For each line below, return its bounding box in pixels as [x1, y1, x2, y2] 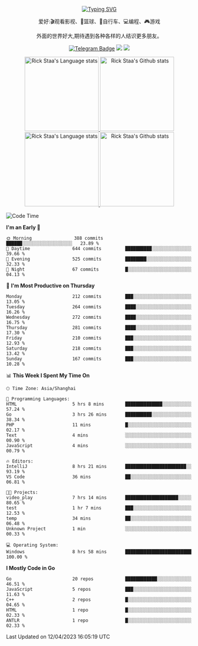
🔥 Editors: [6, 458, 34, 464]
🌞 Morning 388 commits [6, 235, 103, 241]
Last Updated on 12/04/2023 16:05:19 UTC [6, 633, 111, 640]
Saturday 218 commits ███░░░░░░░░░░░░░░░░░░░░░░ [6, 346, 192, 351]
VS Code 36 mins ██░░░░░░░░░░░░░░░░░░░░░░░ [6, 474, 192, 480]
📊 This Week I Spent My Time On [6, 372, 90, 379]
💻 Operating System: [6, 542, 59, 548]
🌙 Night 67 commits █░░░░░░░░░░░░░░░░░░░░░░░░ [6, 267, 192, 273]
